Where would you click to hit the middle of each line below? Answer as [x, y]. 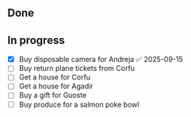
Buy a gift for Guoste [53, 96]
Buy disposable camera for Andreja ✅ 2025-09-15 [101, 60]
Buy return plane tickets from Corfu [77, 68]
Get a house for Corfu [55, 77]
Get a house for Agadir [56, 86]
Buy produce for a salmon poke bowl [79, 104]
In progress [36, 40]
